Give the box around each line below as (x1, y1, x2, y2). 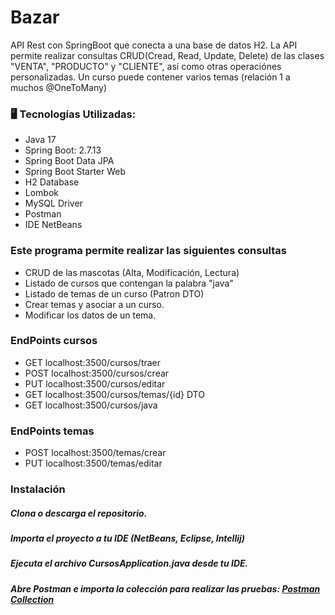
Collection (10, 593, 55, 605)
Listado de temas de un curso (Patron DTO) (24, 287, 205, 300)
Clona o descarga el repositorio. (10, 507, 148, 519)
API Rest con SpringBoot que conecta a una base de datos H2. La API (10, 39, 298, 51)
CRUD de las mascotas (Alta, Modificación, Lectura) (24, 266, 240, 278)
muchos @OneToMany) (10, 81, 107, 93)
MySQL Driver (24, 197, 83, 210)
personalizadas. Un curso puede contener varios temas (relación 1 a (10, 71, 291, 83)
